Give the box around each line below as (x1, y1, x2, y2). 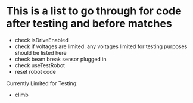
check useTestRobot (14, 61, 66, 69)
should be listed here (14, 49, 67, 56)
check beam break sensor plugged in (14, 55, 107, 63)
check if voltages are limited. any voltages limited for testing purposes (14, 43, 188, 50)
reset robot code (14, 68, 57, 75)
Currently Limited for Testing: (6, 79, 79, 87)
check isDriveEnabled (14, 36, 69, 43)
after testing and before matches (6, 17, 173, 30)
